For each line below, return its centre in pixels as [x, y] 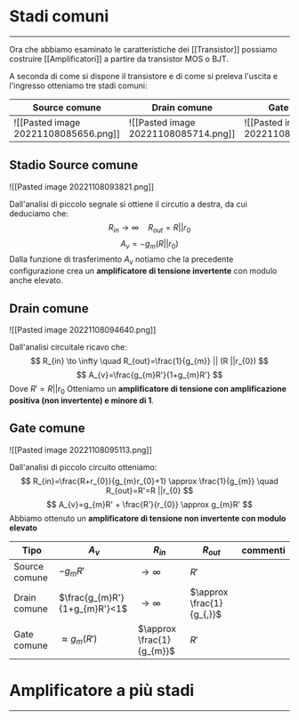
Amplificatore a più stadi [102, 690]
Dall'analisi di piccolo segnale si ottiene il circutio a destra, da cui [128, 204]
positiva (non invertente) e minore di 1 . [81, 400]
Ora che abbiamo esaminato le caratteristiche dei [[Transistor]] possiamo [143, 49]
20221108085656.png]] [67, 133]
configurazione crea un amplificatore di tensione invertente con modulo [143, 271]
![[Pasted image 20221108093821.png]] [81, 186]
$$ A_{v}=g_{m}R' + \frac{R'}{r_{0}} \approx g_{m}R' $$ [149, 504]
